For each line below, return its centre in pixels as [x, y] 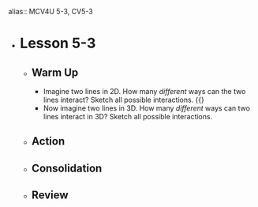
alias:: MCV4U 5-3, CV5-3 [50, 11]
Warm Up [55, 72]
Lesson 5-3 [58, 43]
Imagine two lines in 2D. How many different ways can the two [144, 91]
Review [50, 196]
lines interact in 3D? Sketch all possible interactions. [128, 117]
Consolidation [67, 168]
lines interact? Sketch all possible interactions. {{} [124, 100]
